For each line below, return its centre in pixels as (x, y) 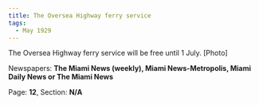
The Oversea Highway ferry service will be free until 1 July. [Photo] (118, 53)
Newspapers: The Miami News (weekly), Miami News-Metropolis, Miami (130, 68)
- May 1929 (33, 30)
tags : (17, 23)
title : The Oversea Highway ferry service (80, 16)
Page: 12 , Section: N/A (45, 92)
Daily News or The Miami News (61, 77)
